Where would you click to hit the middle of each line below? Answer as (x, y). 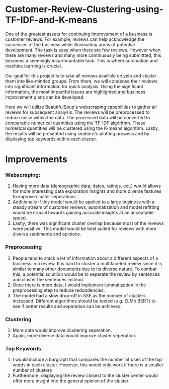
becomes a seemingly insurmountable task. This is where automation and (81, 60)
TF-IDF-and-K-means (52, 20)
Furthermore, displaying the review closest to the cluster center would (85, 375)
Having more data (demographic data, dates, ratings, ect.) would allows (87, 186)
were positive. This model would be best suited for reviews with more (84, 229)
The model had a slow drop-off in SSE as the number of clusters (79, 295)
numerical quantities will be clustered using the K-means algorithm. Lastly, (82, 128)
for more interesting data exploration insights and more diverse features (87, 191)
